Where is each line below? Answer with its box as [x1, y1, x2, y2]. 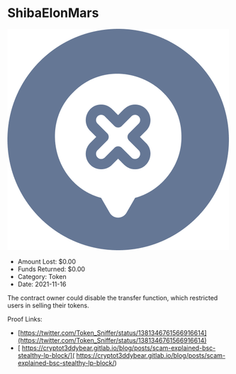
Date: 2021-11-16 [17, 280, 67, 288]
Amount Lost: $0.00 [17, 257, 77, 266]
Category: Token [17, 272, 67, 280]
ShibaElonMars [7, 5, 99, 21]
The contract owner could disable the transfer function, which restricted [7, 293, 218, 302]
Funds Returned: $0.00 [17, 264, 86, 273]
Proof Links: [7, 314, 43, 323]
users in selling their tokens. [7, 301, 90, 310]
